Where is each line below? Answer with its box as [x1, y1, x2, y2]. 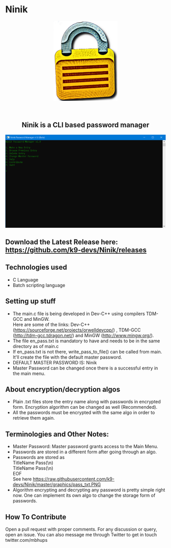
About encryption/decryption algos [5, 385, 121, 394]
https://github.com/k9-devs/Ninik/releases [5, 246, 147, 254]
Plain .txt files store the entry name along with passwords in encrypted [12, 399, 161, 405]
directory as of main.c [12, 343, 59, 349]
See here [12, 476, 32, 482]
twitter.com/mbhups [5, 537, 48, 543]
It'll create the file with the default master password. [12, 354, 122, 360]
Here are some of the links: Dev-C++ [12, 321, 90, 327]
